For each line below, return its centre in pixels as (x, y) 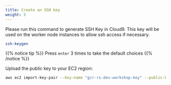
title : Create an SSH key (33, 10)
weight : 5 (16, 15)
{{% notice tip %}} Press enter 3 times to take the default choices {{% (79, 53)
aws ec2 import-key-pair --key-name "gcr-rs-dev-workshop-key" (74, 78)
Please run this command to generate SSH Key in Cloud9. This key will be (82, 29)
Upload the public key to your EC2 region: (49, 68)
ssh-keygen (17, 44)
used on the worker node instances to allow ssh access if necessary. (78, 34)
